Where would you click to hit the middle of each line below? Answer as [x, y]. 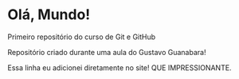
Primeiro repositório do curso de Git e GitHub [82, 37]
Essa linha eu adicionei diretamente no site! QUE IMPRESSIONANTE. [119, 67]
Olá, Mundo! [49, 15]
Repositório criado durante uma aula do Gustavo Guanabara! [107, 52]
